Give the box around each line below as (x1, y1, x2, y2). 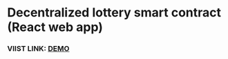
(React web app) (7, 19, 104, 35)
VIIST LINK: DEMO (7, 44, 70, 54)
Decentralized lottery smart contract (7, 5, 221, 21)
